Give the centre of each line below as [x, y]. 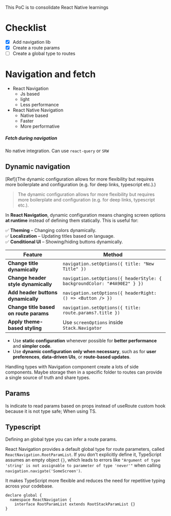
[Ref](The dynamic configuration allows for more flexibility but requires [80, 179]
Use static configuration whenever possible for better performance [84, 340]
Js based [30, 94]
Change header [27, 278]
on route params [28, 313]
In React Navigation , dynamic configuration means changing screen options [85, 215]
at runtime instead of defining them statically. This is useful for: [72, 220]
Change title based [31, 307]
